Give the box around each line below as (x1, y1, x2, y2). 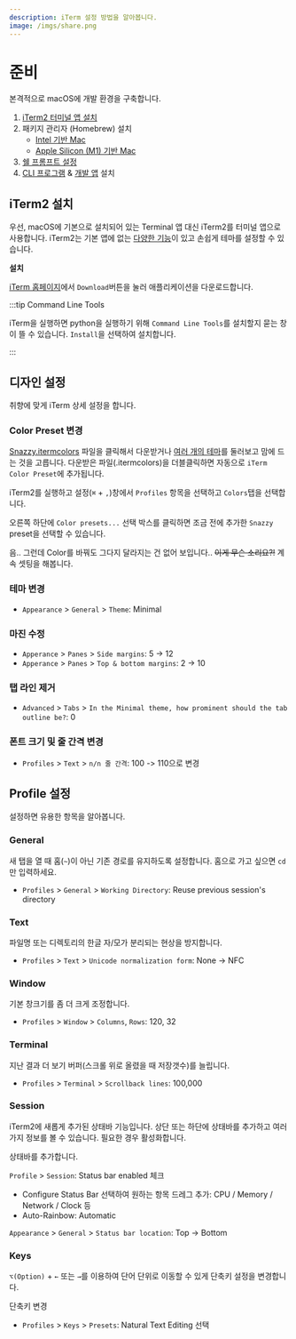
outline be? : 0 (21, 712, 76, 723)
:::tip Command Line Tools (9, 300, 105, 310)
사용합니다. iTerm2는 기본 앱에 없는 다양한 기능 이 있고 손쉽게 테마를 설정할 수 (9, 233, 276, 244)
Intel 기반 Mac (35, 134, 86, 145)
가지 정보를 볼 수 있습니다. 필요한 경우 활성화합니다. (9, 1132, 186, 1143)
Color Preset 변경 (9, 424, 83, 437)
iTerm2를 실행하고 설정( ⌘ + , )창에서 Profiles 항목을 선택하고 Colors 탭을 (9, 487, 263, 498)
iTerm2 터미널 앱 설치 (21, 112, 97, 123)
